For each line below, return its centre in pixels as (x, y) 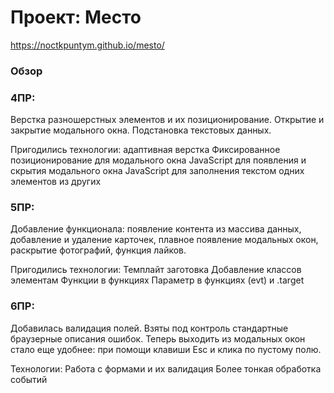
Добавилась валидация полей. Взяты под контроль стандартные (149, 328)
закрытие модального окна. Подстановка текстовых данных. (141, 130)
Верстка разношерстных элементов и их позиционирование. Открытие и (167, 120)
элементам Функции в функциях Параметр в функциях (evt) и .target (157, 280)
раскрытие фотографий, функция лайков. (98, 250)
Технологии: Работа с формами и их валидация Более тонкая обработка (166, 368)
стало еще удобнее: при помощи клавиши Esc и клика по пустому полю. (166, 349)
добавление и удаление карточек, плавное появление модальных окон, (164, 240)
